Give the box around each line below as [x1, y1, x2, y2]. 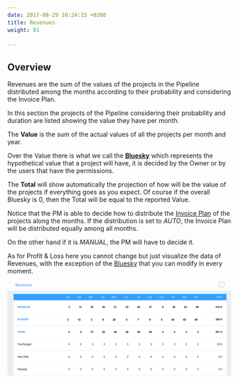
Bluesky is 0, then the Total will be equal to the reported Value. [7, 195, 190, 204]
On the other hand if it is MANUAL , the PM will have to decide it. [7, 238, 195, 246]
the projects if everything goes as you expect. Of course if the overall [7, 188, 211, 197]
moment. [7, 267, 33, 275]
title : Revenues [7, 18, 55, 26]
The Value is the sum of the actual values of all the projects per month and [7, 130, 226, 138]
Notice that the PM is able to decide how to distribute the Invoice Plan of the [7, 209, 230, 218]
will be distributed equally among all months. [7, 224, 139, 233]
